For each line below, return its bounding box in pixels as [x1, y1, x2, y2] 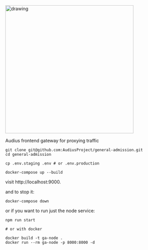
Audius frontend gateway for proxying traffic [5, 138, 99, 143]
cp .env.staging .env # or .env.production [5, 161, 100, 166]
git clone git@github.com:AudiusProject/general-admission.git [5, 148, 143, 153]
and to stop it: [5, 189, 35, 195]
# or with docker [5, 226, 43, 232]
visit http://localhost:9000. [5, 179, 61, 185]
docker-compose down [5, 199, 50, 204]
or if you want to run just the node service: [5, 207, 95, 214]
